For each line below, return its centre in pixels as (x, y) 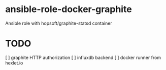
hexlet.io (14, 63)
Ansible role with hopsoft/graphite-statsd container (59, 23)
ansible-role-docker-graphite (69, 9)
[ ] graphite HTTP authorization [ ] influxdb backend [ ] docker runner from (83, 57)
